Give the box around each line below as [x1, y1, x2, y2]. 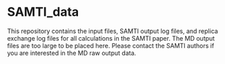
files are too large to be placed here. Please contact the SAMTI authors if [7, 41, 215, 50]
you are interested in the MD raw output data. [7, 49, 137, 57]
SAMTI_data [7, 4, 79, 20]
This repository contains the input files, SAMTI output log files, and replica [7, 27, 219, 35]
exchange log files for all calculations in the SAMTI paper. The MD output [7, 34, 215, 42]
